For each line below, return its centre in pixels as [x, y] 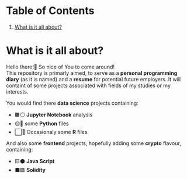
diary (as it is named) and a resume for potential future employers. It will [93, 79]
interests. [17, 91]
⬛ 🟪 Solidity [30, 170]
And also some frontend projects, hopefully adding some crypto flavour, [93, 143]
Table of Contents [50, 11]
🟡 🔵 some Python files [41, 123]
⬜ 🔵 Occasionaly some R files [51, 132]
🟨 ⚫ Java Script [34, 161]
